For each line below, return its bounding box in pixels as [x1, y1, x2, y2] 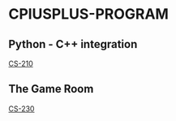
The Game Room [8, 82, 94, 96]
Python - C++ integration [8, 37, 138, 51]
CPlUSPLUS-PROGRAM [8, 5, 169, 24]
